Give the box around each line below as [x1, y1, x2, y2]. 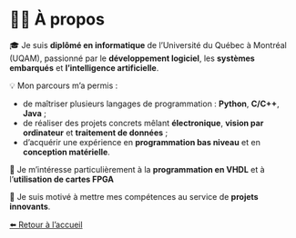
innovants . [9, 201, 51, 212]
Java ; [22, 107, 47, 118]
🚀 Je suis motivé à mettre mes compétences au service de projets [9, 191, 259, 202]
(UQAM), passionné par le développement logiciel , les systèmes [9, 53, 255, 64]
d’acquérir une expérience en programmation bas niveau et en [22, 136, 261, 147]
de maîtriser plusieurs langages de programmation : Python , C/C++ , [22, 98, 280, 109]
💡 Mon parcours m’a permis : [9, 80, 118, 91]
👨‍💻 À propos [9, 9, 105, 30]
